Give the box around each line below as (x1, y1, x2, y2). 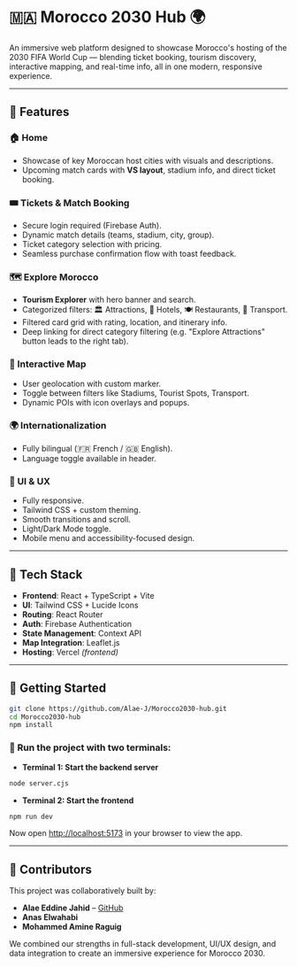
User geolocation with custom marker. (21, 378, 162, 389)
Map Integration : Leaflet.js (21, 637, 120, 647)
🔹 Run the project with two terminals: (9, 741, 171, 754)
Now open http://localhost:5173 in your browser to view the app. (9, 828, 243, 839)
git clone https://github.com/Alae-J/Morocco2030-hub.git (9, 704, 227, 713)
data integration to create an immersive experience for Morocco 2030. (9, 948, 266, 959)
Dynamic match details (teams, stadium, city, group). (21, 229, 215, 240)
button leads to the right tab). (21, 336, 129, 346)
